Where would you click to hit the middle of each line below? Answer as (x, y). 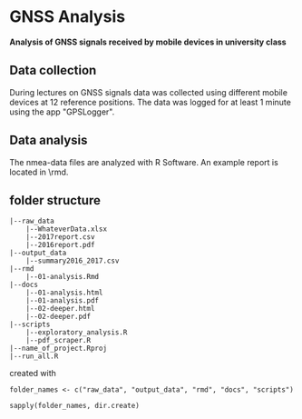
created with (33, 374)
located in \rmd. (39, 172)
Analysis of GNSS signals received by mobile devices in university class (148, 42)
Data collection (53, 70)
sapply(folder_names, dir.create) (75, 406)
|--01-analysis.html (64, 293)
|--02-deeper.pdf (58, 317)
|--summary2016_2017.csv (73, 261)
